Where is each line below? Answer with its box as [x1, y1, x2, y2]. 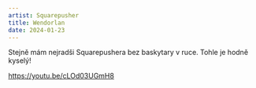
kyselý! [8, 56, 32, 65]
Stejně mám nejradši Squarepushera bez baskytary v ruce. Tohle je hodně [8, 48, 249, 57]
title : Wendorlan [8, 19, 65, 27]
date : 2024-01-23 [8, 26, 65, 34]
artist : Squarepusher [8, 11, 80, 20]
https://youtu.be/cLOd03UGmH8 [8, 71, 114, 81]
